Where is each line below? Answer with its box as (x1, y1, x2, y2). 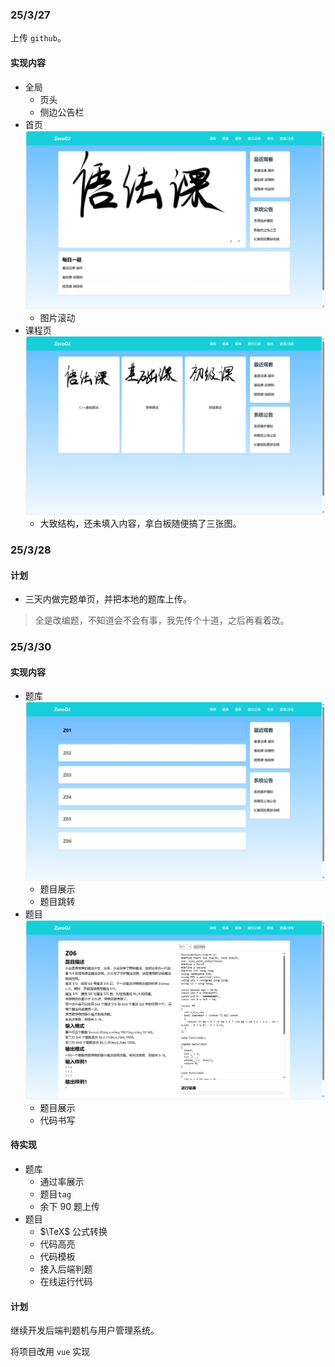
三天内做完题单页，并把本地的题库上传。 (24, 593, 192, 605)
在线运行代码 (39, 1276, 93, 1288)
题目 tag (39, 1188, 72, 1200)
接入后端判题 (39, 1263, 93, 1275)
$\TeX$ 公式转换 (39, 1226, 108, 1238)
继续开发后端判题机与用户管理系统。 (10, 1324, 160, 1337)
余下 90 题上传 (39, 1201, 100, 1213)
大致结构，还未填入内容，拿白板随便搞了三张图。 (39, 518, 242, 530)
